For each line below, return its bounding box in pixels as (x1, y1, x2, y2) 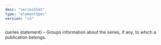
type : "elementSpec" (5, 12, 48, 16)
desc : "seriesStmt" (5, 7, 45, 12)
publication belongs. (5, 34, 47, 40)
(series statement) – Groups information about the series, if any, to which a (5, 30, 156, 35)
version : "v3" (5, 16, 34, 21)
